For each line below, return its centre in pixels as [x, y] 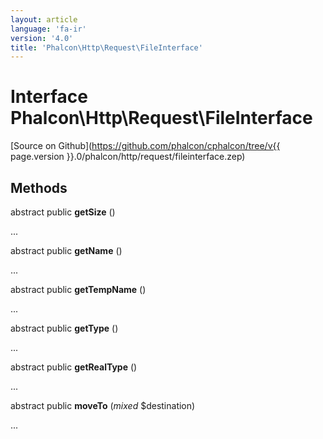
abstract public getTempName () [78, 289]
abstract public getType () [64, 328]
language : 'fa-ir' [48, 29]
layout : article [44, 19]
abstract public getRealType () [74, 367]
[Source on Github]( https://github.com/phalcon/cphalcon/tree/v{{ [145, 146]
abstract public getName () [66, 250]
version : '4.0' [42, 38]
